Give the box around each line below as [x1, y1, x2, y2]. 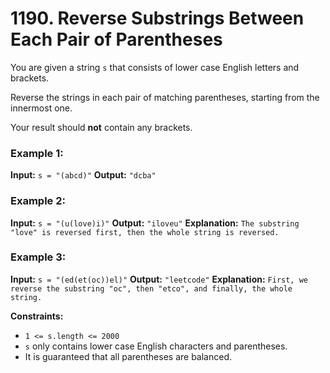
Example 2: [10, 194, 66, 208]
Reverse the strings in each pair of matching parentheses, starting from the [10, 91, 320, 103]
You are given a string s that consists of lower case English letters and [10, 61, 300, 73]
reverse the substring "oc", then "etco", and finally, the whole [10, 283, 293, 294]
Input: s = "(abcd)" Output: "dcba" [10, 169, 157, 181]
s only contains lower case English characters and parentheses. [24, 340, 288, 352]
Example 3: [10, 250, 67, 264]
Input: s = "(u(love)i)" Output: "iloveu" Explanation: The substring [10, 217, 300, 229]
